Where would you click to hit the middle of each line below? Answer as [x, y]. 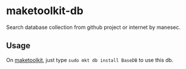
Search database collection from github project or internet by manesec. [93, 27]
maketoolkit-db [45, 11]
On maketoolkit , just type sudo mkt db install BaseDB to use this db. [90, 60]
